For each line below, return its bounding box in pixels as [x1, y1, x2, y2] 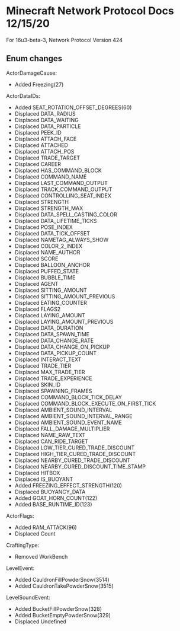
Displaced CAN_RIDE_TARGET [14, 438, 89, 445]
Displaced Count [14, 530, 56, 537]
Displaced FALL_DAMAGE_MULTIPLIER [14, 425, 110, 432]
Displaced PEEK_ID [14, 129, 62, 136]
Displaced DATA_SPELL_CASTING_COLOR [14, 211, 117, 218]
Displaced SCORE [14, 255, 59, 262]
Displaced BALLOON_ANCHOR [14, 261, 91, 268]
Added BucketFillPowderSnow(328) [14, 605, 102, 612]
